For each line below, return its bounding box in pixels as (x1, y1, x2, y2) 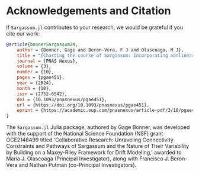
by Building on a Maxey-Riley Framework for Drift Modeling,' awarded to (6, 149, 182, 156)
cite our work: (6, 30, 40, 37)
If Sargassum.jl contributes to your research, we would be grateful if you (6, 24, 184, 31)
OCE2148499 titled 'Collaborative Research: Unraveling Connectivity (6, 136, 174, 143)
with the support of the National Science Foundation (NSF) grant (6, 130, 163, 137)
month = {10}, (17, 85, 52, 91)
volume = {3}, (17, 63, 52, 69)
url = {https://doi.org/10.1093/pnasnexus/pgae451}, (17, 102, 150, 108)
